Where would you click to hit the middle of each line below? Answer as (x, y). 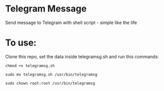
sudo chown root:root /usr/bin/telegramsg (50, 83)
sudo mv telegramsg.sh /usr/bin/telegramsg (51, 74)
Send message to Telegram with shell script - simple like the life (71, 22)
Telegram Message (46, 9)
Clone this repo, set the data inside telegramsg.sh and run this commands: (82, 56)
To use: (21, 43)
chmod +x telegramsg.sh (30, 65)
